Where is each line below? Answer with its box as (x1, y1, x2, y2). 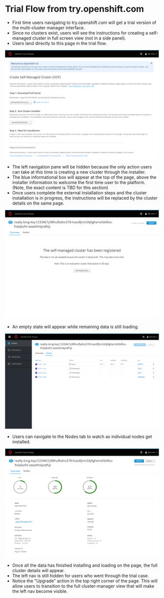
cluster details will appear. (12, 567, 65, 573)
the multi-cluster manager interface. (12, 24, 85, 30)
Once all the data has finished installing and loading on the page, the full (12, 562, 158, 568)
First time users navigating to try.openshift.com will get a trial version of (12, 20, 157, 25)
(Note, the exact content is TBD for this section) (12, 185, 108, 190)
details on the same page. (12, 200, 64, 206)
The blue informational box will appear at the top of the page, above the (12, 174, 157, 180)
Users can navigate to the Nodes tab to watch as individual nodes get (12, 433, 152, 440)
